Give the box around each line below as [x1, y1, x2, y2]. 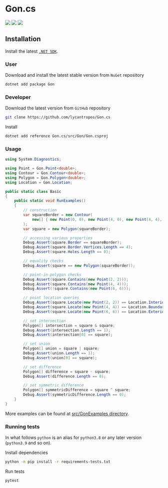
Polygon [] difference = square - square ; [23, 369, 111, 374]
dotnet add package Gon [5, 82, 55, 87]
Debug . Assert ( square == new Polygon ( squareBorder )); [23, 263, 135, 268]
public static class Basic [5, 189, 61, 194]
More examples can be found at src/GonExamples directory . [5, 410, 129, 417]
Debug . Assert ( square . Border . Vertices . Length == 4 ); [23, 245, 133, 250]
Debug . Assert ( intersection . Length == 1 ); [23, 327, 111, 333]
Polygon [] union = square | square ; [23, 346, 99, 351]
